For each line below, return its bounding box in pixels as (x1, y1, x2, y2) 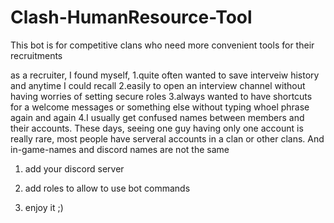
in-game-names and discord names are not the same (10, 143, 230, 155)
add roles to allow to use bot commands (24, 182, 191, 194)
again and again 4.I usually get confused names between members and (10, 111, 305, 123)
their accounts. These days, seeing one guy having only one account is (10, 122, 304, 134)
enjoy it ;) (24, 201, 64, 213)
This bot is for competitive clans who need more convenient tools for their (10, 39, 315, 51)
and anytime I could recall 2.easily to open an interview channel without (10, 79, 306, 91)
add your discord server (24, 162, 125, 175)
